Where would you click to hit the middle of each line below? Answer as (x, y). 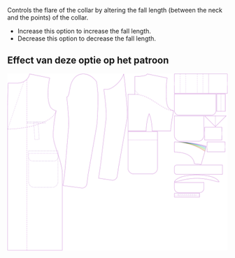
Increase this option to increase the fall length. (84, 31)
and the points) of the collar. (48, 17)
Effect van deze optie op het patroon (88, 60)
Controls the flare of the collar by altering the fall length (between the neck (115, 10)
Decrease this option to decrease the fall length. (86, 38)
